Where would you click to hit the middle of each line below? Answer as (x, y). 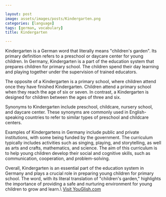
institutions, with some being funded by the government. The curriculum (79, 138)
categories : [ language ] (30, 23)
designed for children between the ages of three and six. (63, 98)
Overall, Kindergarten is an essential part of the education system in (75, 168)
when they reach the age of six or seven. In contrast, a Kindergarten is (77, 92)
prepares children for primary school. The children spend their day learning (82, 67)
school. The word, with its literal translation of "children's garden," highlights (83, 179)
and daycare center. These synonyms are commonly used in (67, 112)
